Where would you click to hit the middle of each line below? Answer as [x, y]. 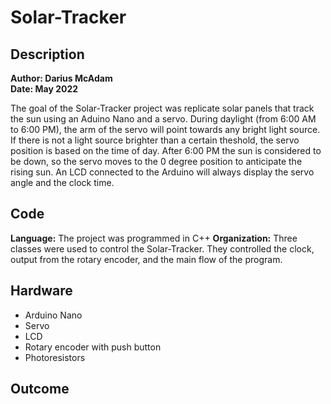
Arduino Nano [53, 315]
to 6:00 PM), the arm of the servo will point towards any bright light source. [165, 129]
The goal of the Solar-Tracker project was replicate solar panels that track [162, 108]
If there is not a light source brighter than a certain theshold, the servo [155, 140]
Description [47, 54]
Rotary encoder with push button [93, 347]
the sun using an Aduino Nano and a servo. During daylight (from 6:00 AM [163, 119]
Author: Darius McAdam [61, 78]
